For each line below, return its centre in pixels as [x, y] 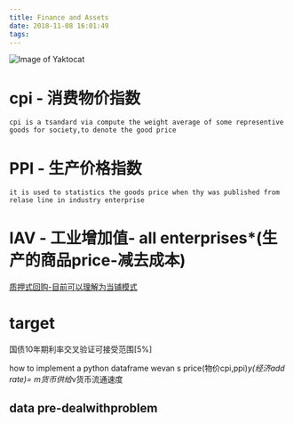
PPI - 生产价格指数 [75, 168]
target [32, 324]
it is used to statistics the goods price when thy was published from [144, 192]
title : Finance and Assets [59, 17]
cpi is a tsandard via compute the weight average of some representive [147, 122]
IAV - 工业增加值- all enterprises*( [136, 238]
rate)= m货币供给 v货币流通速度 [66, 379]
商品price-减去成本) [113, 261]
